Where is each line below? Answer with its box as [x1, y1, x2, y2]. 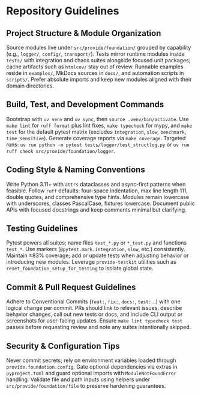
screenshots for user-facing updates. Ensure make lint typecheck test [6, 317, 183, 324]
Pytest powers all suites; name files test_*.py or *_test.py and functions [6, 239, 187, 246]
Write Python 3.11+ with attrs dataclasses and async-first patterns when [6, 180, 186, 188]
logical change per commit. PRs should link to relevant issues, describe [6, 304, 182, 312]
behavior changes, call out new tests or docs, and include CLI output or [6, 310, 183, 318]
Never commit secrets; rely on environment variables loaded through [6, 357, 176, 364]
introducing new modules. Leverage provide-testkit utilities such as [6, 258, 177, 266]
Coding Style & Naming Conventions [6, 165, 145, 175]
